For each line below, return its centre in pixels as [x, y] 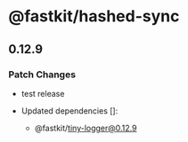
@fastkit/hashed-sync [94, 16]
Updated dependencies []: [69, 110]
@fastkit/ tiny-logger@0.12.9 [86, 128]
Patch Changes [42, 75]
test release [43, 93]
